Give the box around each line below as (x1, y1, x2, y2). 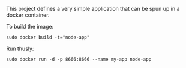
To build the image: (6, 23, 54, 30)
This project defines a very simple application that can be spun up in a (6, 5, 180, 12)
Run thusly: (6, 45, 34, 52)
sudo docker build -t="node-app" (6, 35, 90, 41)
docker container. (6, 11, 50, 18)
